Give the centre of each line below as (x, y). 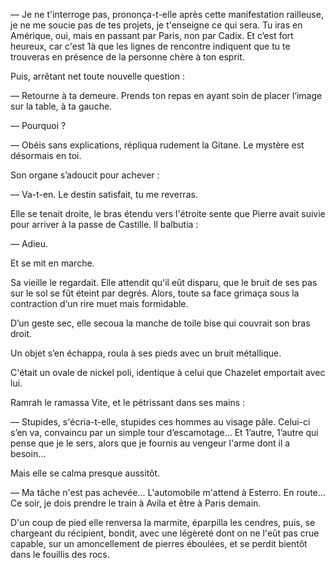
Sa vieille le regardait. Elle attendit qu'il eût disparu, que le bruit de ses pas (164, 282)
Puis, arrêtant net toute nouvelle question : (98, 76)
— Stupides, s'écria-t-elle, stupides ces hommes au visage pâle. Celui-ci (160, 422)
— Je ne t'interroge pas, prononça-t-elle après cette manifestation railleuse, (167, 14)
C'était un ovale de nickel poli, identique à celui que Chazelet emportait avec (168, 372)
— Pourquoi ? (38, 125)
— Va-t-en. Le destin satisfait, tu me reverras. (104, 194)
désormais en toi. (46, 155)
